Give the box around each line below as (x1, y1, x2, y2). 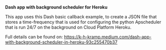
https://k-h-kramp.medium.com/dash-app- (63, 34, 152, 40)
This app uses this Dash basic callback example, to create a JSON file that (5, 14, 157, 19)
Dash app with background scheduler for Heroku (5, 4, 108, 10)
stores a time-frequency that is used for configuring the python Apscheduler (5, 19, 162, 25)
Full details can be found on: (5, 34, 63, 40)
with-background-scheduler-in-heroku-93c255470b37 (5, 39, 118, 45)
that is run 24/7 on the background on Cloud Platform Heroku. (5, 24, 132, 30)
